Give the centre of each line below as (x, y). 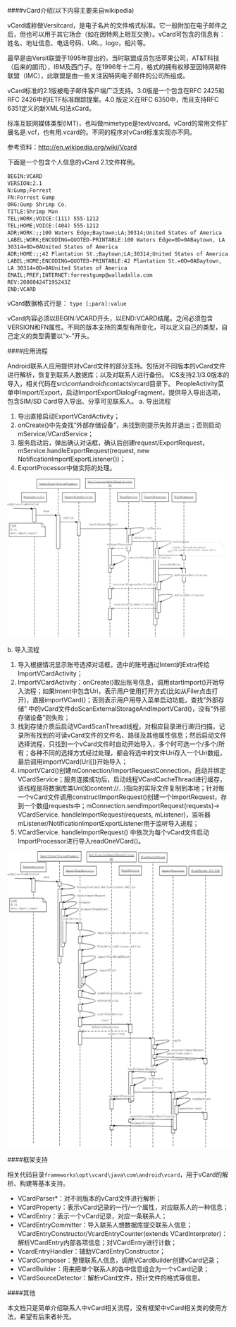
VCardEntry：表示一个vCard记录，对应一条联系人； (92, 1215)
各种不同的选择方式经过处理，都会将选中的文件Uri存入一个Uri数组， (128, 753)
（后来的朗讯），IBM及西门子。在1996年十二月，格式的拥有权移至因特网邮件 (117, 67)
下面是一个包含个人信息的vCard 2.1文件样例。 (73, 162)
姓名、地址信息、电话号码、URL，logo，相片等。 (79, 43)
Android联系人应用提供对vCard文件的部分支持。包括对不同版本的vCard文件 (117, 366)
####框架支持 (27, 1159)
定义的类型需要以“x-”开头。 (53, 336)
